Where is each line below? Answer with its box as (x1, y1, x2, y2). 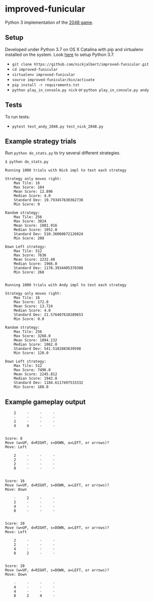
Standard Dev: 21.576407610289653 (14, 312, 83, 318)
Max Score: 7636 (14, 253, 47, 258)
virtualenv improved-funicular (12, 72, 76, 77)
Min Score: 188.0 (14, 385, 49, 389)
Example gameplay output (5, 398, 86, 406)
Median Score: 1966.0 (14, 261, 57, 267)
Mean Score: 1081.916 (14, 223, 57, 228)
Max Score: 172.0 (14, 300, 49, 304)
